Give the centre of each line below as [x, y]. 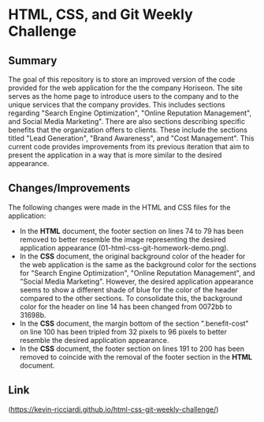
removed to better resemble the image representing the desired [123, 239]
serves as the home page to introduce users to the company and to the [123, 96]
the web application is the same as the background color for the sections [138, 264]
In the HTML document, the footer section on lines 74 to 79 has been [132, 231]
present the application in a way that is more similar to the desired [115, 155]
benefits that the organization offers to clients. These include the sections [128, 130]
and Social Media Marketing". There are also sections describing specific [127, 121]
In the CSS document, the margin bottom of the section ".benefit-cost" [134, 323]
